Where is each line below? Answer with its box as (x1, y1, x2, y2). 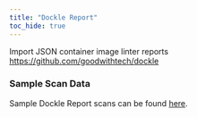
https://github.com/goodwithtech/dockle (9, 55, 159, 66)
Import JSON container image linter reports (9, 46, 168, 56)
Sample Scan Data (9, 78, 91, 90)
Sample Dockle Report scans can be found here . (9, 97, 188, 108)
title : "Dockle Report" (9, 13, 98, 22)
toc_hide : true (9, 21, 66, 30)
